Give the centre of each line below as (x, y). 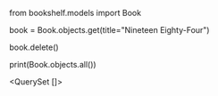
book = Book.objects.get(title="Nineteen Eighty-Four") (109, 30)
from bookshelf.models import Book (75, 13)
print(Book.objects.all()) (53, 64)
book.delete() (34, 47)
